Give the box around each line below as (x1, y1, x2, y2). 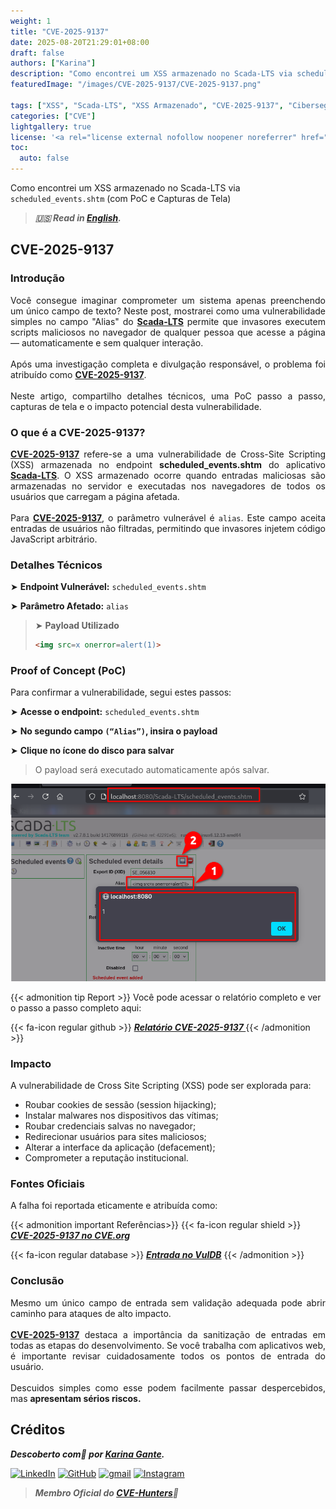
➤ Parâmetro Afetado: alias (10, 600, 129, 612)
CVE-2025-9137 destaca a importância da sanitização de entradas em (10, 1328, 326, 1340)
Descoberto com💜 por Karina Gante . (10, 1448, 165, 1460)
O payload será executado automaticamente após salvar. (34, 764, 270, 776)
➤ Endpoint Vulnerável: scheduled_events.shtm (10, 581, 207, 593)
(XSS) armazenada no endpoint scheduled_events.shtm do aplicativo (10, 458, 326, 470)
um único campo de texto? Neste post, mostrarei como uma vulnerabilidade (10, 305, 326, 317)
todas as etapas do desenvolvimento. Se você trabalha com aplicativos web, (10, 1339, 326, 1351)
